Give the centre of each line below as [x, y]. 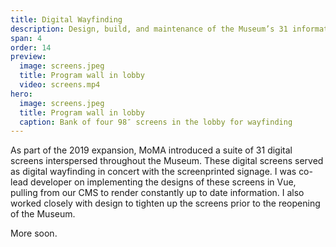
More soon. [34, 233]
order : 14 [31, 47]
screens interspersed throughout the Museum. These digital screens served [167, 161]
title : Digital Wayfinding [66, 19]
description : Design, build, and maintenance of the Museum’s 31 [149, 29]
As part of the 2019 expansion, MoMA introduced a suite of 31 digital [151, 150]
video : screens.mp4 [60, 85]
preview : [28, 57]
